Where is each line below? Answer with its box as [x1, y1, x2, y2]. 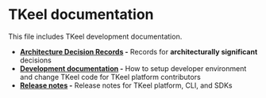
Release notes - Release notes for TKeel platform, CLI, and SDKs [19, 81, 233, 90]
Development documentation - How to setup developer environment [19, 63, 247, 73]
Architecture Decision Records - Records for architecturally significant [19, 47, 258, 56]
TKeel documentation [8, 6, 154, 24]
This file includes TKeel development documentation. [8, 32, 183, 41]
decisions [19, 55, 52, 65]
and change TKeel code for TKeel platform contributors [19, 72, 201, 81]
